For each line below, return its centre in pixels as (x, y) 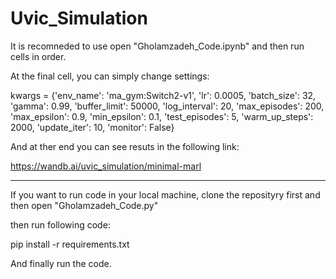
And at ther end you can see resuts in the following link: (125, 146)
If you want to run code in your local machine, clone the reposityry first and (165, 194)
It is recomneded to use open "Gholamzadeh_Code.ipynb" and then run (157, 46)
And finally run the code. (61, 263)
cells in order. (38, 56)
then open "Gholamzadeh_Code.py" (84, 205)
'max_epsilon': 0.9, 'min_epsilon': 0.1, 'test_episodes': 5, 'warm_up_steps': (162, 116)
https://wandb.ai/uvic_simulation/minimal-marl (106, 166)
